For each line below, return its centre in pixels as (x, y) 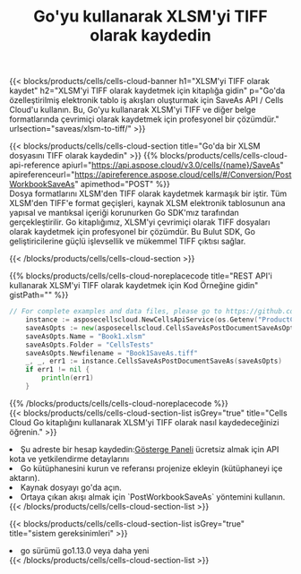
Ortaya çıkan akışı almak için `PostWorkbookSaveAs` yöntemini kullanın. (153, 497)
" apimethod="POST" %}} (122, 184)
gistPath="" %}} (39, 295)
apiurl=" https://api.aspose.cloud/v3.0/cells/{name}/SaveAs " (172, 165)
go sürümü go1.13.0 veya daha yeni (85, 550)
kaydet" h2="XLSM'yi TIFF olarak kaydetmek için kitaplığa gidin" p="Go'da (147, 90)
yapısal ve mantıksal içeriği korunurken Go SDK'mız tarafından (124, 213)
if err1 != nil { (58, 370)
